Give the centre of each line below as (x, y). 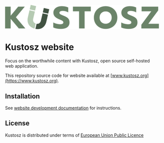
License (17, 123)
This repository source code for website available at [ (59, 75)
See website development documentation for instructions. (63, 108)
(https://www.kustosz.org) (31, 81)
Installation (22, 96)
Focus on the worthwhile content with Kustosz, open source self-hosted (78, 61)
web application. (22, 66)
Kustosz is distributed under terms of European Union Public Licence (74, 135)
